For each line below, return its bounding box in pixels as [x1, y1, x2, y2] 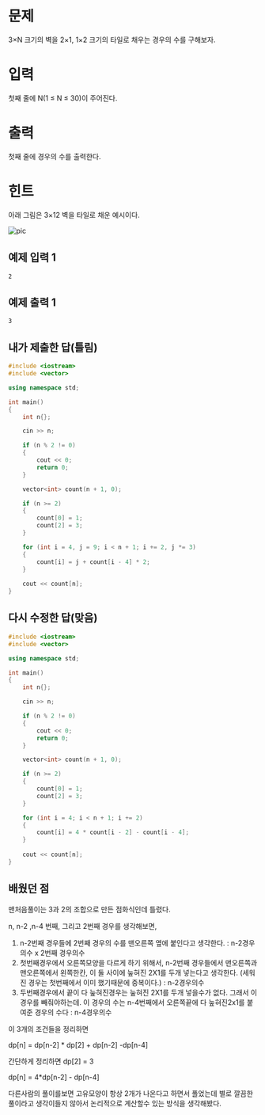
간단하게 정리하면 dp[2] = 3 [8, 1056, 94, 1066]
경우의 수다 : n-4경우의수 [34, 1007, 112, 1017]
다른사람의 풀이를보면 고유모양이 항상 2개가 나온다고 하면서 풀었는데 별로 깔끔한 [8, 1088, 253, 1098]
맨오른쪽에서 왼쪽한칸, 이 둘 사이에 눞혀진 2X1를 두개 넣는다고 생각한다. [19, 968, 239, 977]
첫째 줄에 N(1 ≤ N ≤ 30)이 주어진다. [8, 93, 118, 103]
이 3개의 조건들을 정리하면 [8, 1024, 89, 1033]
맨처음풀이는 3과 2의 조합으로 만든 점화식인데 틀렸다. [8, 904, 172, 914]
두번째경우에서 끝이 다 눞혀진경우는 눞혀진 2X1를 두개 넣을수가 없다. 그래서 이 [19, 988, 258, 997]
